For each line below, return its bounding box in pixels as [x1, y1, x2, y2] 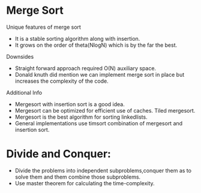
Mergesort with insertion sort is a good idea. [14, 100, 125, 108]
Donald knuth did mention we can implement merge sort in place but [14, 71, 185, 78]
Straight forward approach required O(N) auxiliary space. [14, 64, 157, 72]
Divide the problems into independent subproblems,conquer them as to [14, 167, 192, 174]
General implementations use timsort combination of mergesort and [14, 119, 183, 126]
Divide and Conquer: [6, 147, 111, 161]
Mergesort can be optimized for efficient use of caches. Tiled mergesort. [14, 107, 196, 114]
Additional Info [6, 89, 43, 96]
